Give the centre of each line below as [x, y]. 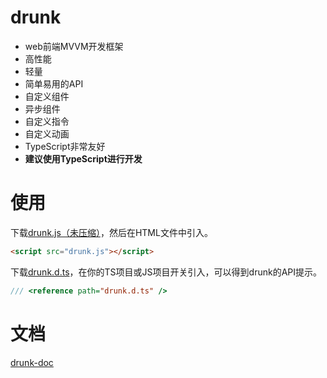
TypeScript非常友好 [65, 146]
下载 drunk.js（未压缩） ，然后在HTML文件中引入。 [111, 232]
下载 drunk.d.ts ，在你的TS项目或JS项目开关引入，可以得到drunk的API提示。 [166, 272]
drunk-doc [32, 362]
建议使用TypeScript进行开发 [83, 158]
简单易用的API [54, 83]
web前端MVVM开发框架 [74, 46]
